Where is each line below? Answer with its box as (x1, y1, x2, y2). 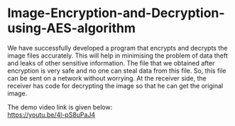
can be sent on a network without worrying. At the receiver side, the (7, 73, 207, 83)
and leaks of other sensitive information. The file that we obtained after (7, 58, 215, 67)
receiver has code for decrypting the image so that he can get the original (7, 81, 224, 90)
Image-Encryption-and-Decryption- (7, 5, 225, 21)
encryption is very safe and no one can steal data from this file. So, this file (7, 66, 226, 75)
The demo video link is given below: (7, 103, 113, 111)
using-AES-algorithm (7, 20, 136, 36)
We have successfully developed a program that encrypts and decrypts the (7, 43, 228, 52)
